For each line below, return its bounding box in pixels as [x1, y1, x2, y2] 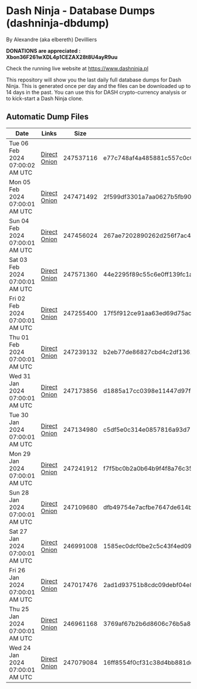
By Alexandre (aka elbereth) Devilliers [6, 36, 97, 43]
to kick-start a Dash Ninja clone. [6, 95, 84, 102]
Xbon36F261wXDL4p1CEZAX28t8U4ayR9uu [6, 53, 118, 60]
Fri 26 [9, 566, 26, 574]
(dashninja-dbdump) [6, 16, 110, 30]
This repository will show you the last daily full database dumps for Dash [6, 76, 182, 83]
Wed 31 [9, 372, 31, 380]
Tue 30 [9, 411, 29, 419]
